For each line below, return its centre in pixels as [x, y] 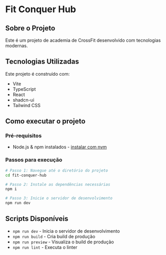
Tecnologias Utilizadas [42, 62]
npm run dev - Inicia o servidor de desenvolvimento [66, 231]
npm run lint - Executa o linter [45, 247]
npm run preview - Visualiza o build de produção [63, 242]
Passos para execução [34, 160]
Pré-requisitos [23, 136]
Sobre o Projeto [30, 28]
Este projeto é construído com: [37, 74]
